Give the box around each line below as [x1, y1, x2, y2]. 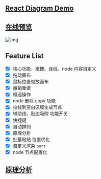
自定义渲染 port [12, 143, 46, 149]
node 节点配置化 [12, 149, 47, 155]
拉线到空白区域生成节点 [12, 104, 62, 110]
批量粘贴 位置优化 [12, 136, 50, 142]
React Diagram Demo [5, 4, 74, 13]
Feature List [5, 51, 44, 60]
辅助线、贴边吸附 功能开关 [12, 110, 68, 117]
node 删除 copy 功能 [12, 98, 56, 104]
